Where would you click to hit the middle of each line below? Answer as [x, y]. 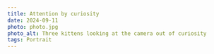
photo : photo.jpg [33, 27]
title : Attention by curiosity [53, 14]
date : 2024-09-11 [33, 20]
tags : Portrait [30, 40]
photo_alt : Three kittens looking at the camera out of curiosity [107, 33]
